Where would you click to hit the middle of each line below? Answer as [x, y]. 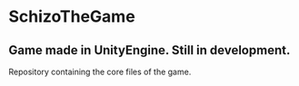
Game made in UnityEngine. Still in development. [149, 50]
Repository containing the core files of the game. [100, 72]
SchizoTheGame [72, 17]
